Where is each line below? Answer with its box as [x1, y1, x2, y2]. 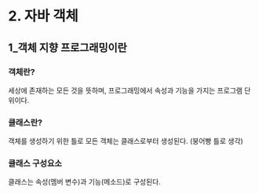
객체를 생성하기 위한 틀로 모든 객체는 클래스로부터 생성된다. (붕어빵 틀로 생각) [8, 137, 243, 146]
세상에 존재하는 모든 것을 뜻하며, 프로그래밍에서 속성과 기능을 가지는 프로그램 [8, 86, 243, 95]
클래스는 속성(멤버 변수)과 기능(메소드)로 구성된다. [8, 178, 161, 187]
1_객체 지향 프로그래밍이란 [8, 41, 127, 54]
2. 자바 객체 [8, 7, 78, 25]
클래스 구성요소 [8, 158, 63, 169]
